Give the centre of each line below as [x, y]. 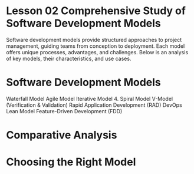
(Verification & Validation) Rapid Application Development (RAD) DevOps [94, 105]
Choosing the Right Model [71, 162]
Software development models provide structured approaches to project [94, 40]
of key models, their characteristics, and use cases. [69, 58]
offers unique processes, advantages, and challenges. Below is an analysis [97, 52]
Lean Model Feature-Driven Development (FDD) [64, 111]
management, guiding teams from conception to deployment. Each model [96, 46]
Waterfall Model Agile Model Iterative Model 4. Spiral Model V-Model [89, 99]
